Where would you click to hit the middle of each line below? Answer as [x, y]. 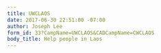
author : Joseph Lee [35, 26]
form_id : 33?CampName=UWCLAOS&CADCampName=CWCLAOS [81, 33]
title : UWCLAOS [29, 13]
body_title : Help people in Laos [55, 39]
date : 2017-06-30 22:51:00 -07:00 [57, 20]
